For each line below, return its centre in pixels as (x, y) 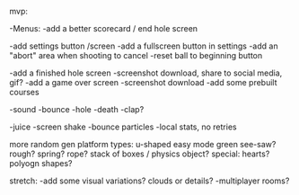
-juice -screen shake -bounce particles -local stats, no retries (123, 127)
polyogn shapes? (41, 163)
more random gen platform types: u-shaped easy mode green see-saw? (143, 144)
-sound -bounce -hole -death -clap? (77, 109)
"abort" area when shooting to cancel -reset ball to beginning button (136, 55)
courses (24, 92)
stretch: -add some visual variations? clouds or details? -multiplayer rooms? (149, 181)
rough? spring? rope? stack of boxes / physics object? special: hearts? (140, 154)
